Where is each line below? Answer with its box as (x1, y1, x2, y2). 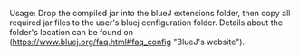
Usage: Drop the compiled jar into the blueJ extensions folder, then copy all (9, 8, 291, 18)
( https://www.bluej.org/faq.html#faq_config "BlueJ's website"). (9, 36, 246, 47)
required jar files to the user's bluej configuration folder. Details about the (9, 17, 284, 28)
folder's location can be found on (9, 27, 134, 37)
